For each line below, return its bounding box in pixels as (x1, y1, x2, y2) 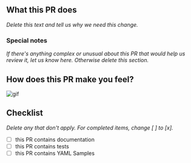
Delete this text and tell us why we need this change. (6, 21, 138, 28)
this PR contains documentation (15, 136, 95, 143)
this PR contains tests (15, 142, 70, 150)
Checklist (6, 108, 44, 118)
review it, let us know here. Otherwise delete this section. (6, 57, 149, 64)
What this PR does (6, 5, 77, 15)
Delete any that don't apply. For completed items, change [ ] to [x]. (6, 124, 174, 131)
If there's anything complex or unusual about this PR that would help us (6, 50, 186, 57)
